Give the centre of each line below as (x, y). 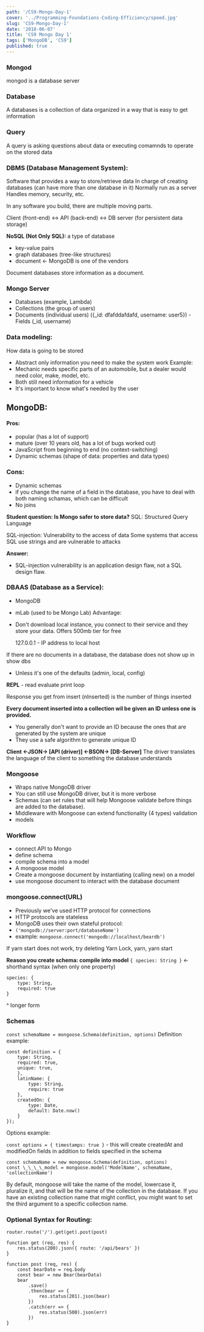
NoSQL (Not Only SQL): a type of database (61, 236)
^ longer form (23, 1005)
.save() (38, 1286)
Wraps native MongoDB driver (53, 787)
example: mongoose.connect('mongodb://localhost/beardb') (90, 936)
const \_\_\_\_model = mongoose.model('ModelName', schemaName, (90, 1168)
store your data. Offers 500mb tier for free (68, 631)
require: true (46, 1089)
